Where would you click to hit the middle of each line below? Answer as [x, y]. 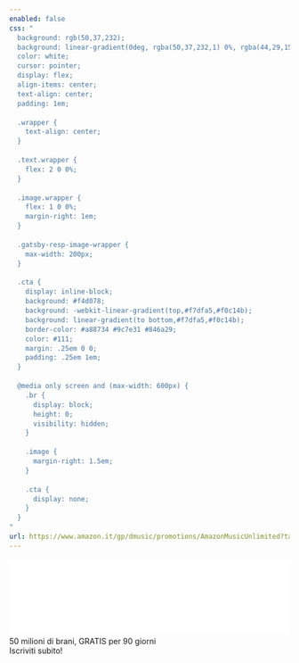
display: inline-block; [69, 292]
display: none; [61, 499]
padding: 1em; [43, 104]
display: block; [63, 405]
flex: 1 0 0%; [51, 207]
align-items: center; [57, 85]
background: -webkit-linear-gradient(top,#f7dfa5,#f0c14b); [139, 311]
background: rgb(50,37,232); [71, 37]
